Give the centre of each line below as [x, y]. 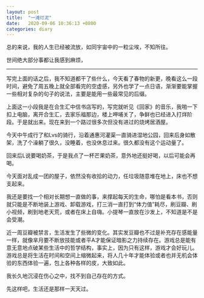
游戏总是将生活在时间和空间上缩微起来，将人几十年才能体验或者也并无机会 [99, 255]
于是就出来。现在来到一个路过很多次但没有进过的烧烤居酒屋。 [94, 122]
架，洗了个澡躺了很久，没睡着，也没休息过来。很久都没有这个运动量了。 [97, 143]
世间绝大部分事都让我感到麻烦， [46, 60]
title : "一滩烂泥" [29, 18]
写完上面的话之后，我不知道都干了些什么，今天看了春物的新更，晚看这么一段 [102, 79]
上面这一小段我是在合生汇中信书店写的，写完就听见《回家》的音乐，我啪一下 [102, 107]
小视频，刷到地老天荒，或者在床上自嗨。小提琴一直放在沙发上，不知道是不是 [102, 212]
